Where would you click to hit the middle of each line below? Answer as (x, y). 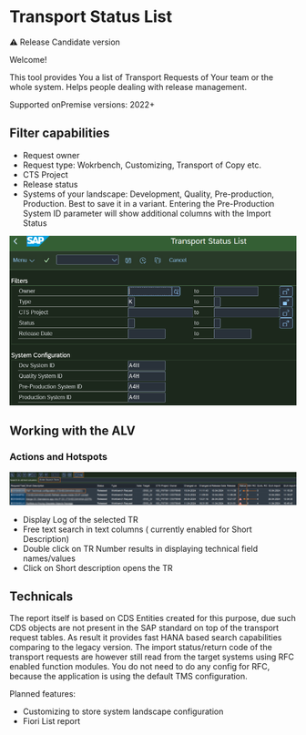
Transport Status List (91, 17)
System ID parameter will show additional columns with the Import (147, 213)
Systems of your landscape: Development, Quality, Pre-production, (148, 194)
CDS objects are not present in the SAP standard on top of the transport (144, 628)
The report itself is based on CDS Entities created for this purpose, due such (153, 618)
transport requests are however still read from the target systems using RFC (152, 657)
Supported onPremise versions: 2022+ (82, 104)
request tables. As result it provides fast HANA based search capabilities (146, 638)
